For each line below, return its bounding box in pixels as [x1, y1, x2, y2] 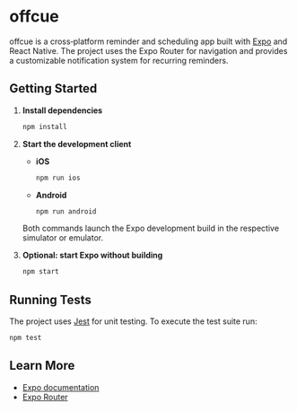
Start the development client [22, 138, 132, 149]
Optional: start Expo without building [22, 249, 163, 261]
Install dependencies [22, 105, 103, 116]
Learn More [9, 358, 75, 373]
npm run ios [35, 173, 81, 182]
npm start [22, 267, 60, 276]
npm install [22, 122, 67, 131]
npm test [9, 334, 42, 343]
